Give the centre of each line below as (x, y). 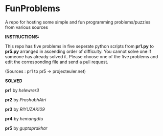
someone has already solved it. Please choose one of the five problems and (81, 56)
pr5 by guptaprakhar (26, 128)
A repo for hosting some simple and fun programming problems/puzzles (78, 22)
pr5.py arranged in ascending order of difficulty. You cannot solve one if (78, 51)
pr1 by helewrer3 (22, 90)
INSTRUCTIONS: (22, 37)
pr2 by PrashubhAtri (26, 100)
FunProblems (33, 9)
